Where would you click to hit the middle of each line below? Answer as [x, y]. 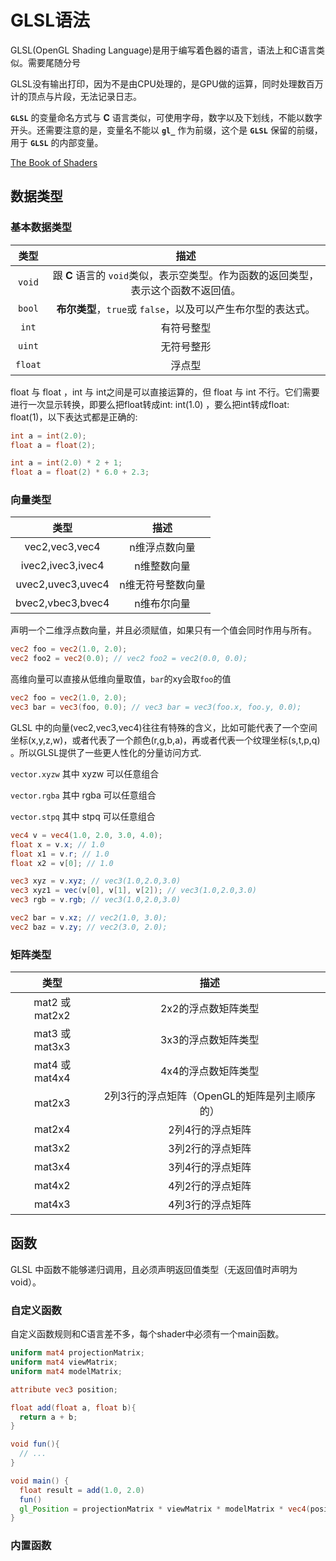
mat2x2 [52, 1016]
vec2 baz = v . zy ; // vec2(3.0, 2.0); [89, 927]
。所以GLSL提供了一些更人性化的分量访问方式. [106, 752]
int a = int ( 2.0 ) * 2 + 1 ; [66, 463]
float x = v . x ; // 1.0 [57, 844]
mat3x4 [52, 1167]
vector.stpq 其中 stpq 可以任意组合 [83, 816]
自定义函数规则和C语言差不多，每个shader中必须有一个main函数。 [147, 1334]
